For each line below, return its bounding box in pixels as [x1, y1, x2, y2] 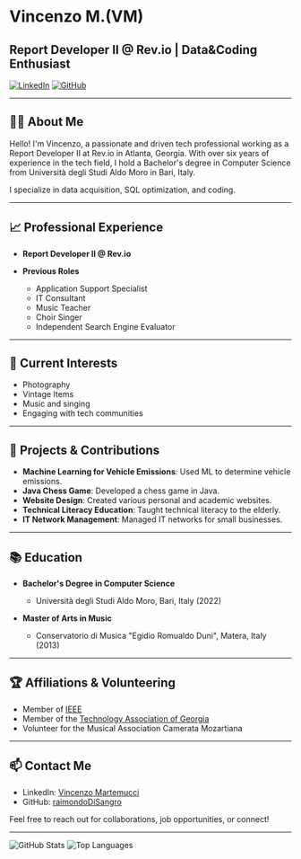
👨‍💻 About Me [9, 114, 84, 129]
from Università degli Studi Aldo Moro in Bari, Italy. [9, 166, 195, 177]
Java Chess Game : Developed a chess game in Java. [21, 485, 220, 496]
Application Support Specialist [35, 283, 148, 294]
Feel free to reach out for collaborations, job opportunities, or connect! [9, 813, 270, 824]
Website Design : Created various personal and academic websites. [21, 495, 272, 506]
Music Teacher [35, 302, 91, 313]
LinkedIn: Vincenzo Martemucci [21, 786, 140, 797]
